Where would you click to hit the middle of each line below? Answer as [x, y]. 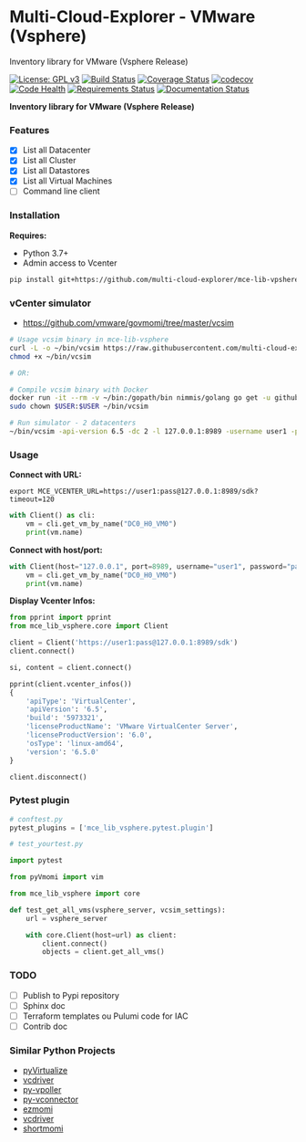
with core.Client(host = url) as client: [102, 935]
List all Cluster [49, 161]
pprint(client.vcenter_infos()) [71, 684]
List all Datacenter [56, 150]
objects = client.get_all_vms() [104, 952]
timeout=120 [32, 499]
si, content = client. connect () [71, 667]
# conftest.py [36, 819]
